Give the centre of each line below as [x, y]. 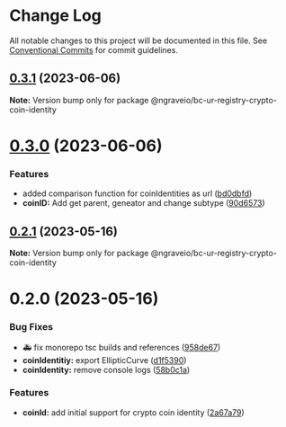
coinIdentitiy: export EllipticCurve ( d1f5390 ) [104, 360]
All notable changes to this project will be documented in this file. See [139, 40]
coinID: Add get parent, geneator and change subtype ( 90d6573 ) [143, 203]
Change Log [55, 16]
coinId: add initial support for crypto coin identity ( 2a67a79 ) [133, 412]
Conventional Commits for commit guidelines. [94, 49]
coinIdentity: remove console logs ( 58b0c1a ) [106, 369]
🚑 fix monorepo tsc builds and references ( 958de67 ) [121, 347]
